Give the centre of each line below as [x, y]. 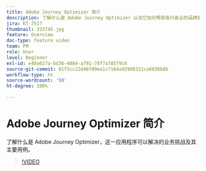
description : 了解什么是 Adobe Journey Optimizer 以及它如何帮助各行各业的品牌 [102, 18]
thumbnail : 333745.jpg [35, 29]
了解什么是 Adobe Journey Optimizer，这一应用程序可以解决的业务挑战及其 [101, 142]
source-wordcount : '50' [37, 80]
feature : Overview [30, 35]
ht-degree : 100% [27, 86]
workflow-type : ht [30, 75]
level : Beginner [27, 58]
